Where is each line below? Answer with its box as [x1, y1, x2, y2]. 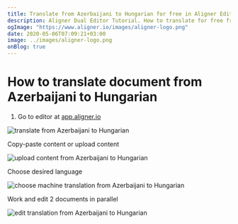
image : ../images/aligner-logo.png [7, 37, 113, 44]
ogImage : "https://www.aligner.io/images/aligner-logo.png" [7, 23, 189, 30]
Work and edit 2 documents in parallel [7, 194, 118, 203]
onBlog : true [7, 43, 46, 50]
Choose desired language [7, 167, 83, 176]
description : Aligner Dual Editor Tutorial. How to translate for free [7, 17, 223, 24]
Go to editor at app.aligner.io [17, 112, 101, 121]
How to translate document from [7, 74, 203, 90]
